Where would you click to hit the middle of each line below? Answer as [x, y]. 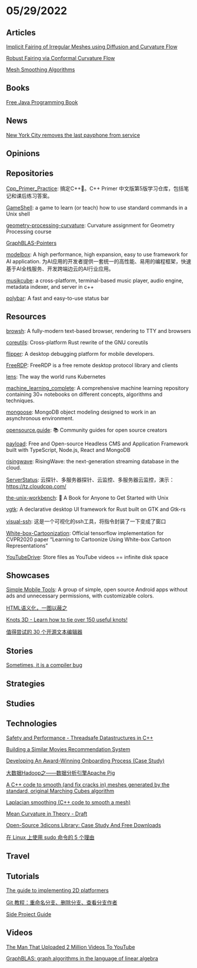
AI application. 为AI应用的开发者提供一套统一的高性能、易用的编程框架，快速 [99, 261]
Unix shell [18, 214]
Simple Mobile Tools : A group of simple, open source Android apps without [97, 590]
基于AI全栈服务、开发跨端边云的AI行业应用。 [60, 269]
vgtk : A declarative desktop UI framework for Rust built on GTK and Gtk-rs [96, 509]
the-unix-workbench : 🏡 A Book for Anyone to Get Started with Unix [87, 498]
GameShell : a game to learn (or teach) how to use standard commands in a [97, 207]
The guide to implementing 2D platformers [57, 890]
